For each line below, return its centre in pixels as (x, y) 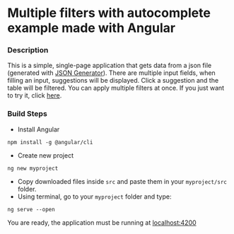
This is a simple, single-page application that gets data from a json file (110, 66)
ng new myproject (33, 168)
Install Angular (39, 129)
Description (28, 50)
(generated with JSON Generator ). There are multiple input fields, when (111, 73)
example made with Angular (91, 28)
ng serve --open (31, 209)
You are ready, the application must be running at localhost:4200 (102, 222)
